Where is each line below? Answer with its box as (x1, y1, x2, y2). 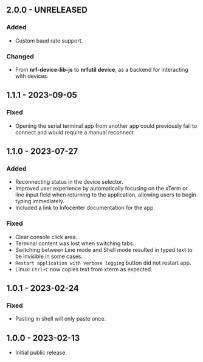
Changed (6, 52, 35, 60)
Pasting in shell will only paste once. (15, 315, 106, 322)
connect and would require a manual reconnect (15, 128, 134, 136)
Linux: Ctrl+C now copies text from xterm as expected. (15, 265, 153, 273)
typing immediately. (15, 198, 65, 205)
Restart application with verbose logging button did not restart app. (15, 259, 191, 266)
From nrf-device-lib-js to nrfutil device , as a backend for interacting (15, 66, 188, 73)
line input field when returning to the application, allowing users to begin (15, 191, 196, 198)
